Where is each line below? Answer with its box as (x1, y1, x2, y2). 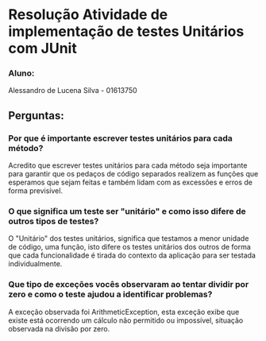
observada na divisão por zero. (8, 324, 110, 333)
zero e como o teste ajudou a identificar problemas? (8, 289, 213, 300)
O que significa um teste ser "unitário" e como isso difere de (8, 206, 246, 217)
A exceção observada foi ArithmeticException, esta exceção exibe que (8, 307, 240, 316)
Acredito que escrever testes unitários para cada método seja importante (8, 161, 248, 170)
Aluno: (8, 68, 35, 79)
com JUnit (8, 40, 77, 57)
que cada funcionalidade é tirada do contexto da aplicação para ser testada (8, 250, 256, 260)
